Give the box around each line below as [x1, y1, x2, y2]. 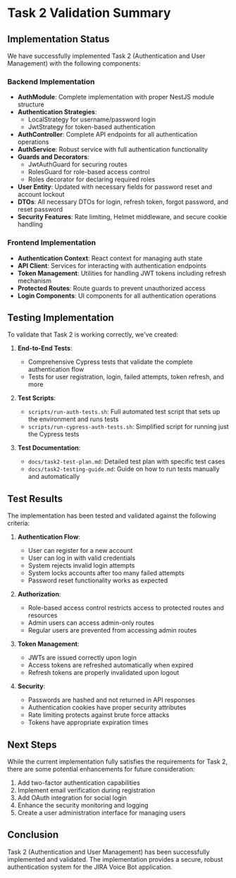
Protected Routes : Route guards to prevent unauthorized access [17, 283, 206, 292]
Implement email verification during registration [17, 786, 156, 795]
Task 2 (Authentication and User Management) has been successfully [7, 848, 210, 856]
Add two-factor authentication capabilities [17, 779, 141, 787]
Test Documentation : [17, 444, 81, 452]
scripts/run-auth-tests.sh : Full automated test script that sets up [27, 408, 221, 416]
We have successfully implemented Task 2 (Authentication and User [7, 51, 206, 60]
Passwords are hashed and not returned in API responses [27, 696, 196, 705]
